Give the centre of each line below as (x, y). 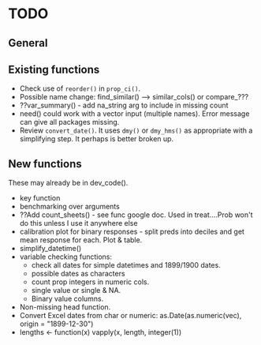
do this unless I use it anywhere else (78, 223)
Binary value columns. (67, 299)
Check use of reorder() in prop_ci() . (80, 88)
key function (40, 198)
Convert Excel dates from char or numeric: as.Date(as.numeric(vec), (130, 316)
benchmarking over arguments (69, 207)
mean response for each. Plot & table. (81, 240)
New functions (45, 164)
